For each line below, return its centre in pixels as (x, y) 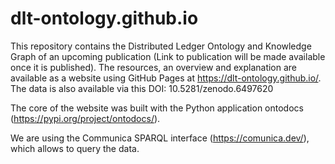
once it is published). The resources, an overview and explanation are (154, 67)
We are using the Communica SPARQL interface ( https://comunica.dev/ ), (160, 138)
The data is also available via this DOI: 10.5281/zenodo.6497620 (142, 88)
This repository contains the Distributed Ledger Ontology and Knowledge (161, 46)
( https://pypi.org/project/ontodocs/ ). (85, 118)
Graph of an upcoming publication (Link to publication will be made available (168, 56)
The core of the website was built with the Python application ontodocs (157, 108)
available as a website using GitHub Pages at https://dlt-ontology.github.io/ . (166, 78)
